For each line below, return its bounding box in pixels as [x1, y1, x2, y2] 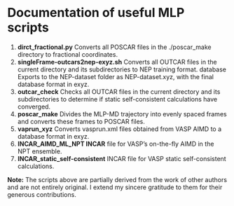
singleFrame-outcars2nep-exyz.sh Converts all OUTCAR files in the [17, 57, 217, 66]
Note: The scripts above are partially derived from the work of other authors [7, 175, 228, 184]
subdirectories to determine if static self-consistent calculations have [17, 95, 218, 103]
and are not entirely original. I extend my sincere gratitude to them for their [7, 183, 223, 191]
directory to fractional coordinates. [17, 50, 118, 58]
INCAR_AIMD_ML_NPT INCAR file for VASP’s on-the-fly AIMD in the [17, 139, 214, 148]
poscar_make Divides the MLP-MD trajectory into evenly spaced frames [17, 109, 227, 118]
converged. [17, 102, 51, 111]
